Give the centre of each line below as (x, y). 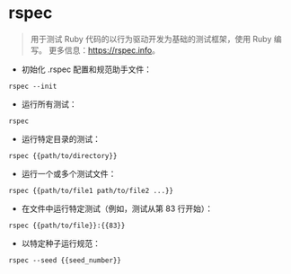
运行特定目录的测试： (61, 138)
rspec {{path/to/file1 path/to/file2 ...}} (91, 190)
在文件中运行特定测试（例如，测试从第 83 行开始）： (117, 208)
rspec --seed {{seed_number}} (65, 260)
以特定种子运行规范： (61, 243)
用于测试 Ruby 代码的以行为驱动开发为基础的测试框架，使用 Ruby (151, 39)
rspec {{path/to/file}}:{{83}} (67, 225)
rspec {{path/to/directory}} (63, 155)
